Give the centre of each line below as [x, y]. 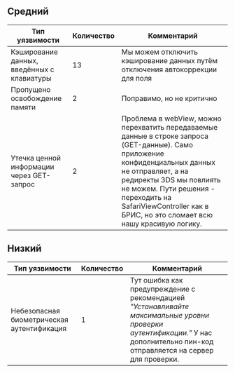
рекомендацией [158, 297]
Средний [28, 12]
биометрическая [40, 320]
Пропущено [31, 89]
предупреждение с [163, 289]
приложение [143, 154]
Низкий [24, 249]
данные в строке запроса [165, 136]
